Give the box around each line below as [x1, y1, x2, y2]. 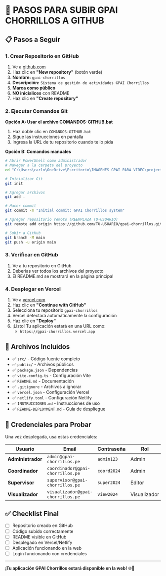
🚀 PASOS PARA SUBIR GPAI [5, 4, 118, 16]
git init [5, 181, 23, 186]
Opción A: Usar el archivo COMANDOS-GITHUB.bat [5, 119, 113, 125]
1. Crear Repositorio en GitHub [5, 52, 79, 59]
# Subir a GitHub [5, 230, 41, 236]
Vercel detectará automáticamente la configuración [12, 313, 117, 319]
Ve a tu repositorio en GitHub [12, 262, 72, 269]
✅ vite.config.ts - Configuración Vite [12, 372, 91, 378]
